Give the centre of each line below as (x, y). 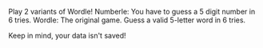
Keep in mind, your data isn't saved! (67, 36)
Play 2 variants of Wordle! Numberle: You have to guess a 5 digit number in (132, 12)
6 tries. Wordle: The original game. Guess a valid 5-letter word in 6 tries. (127, 20)
